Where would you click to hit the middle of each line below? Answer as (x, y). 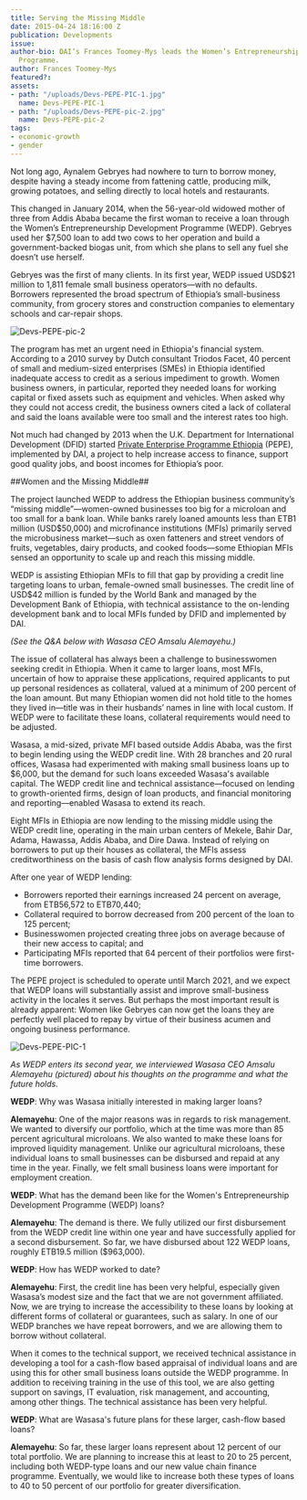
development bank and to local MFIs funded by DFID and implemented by (148, 614)
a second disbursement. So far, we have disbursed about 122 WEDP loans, (150, 1241)
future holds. (34, 1083)
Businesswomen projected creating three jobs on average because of (154, 934)
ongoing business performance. (71, 1029)
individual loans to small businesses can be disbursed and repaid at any (145, 1157)
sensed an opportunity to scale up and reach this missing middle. (133, 557)
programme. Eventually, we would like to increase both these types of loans (153, 1475)
